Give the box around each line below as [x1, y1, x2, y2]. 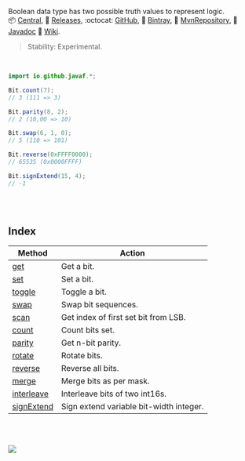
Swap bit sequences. [60, 299, 139, 310]
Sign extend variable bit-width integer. [60, 401, 204, 412]
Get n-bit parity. [60, 337, 122, 348]
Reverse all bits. [60, 363, 119, 374]
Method [17, 248, 49, 259]
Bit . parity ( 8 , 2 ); [8, 107, 68, 116]
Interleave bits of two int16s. [60, 388, 167, 399]
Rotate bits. [60, 350, 104, 361]
